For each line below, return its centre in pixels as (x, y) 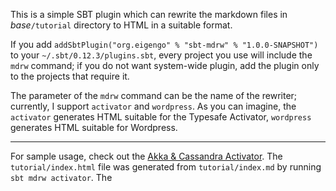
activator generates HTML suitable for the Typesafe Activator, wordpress (161, 117)
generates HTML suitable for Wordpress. (94, 127)
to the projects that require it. (70, 76)
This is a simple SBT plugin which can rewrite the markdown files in (149, 14)
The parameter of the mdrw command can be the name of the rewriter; (154, 95)
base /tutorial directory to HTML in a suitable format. (121, 25)
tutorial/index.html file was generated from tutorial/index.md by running (166, 167)
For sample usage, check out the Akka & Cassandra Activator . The (146, 156)
